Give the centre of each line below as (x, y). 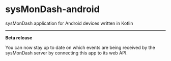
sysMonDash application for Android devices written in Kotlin (69, 23)
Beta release (19, 38)
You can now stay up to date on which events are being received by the (80, 47)
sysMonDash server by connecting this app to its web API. (67, 53)
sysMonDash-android (53, 9)
